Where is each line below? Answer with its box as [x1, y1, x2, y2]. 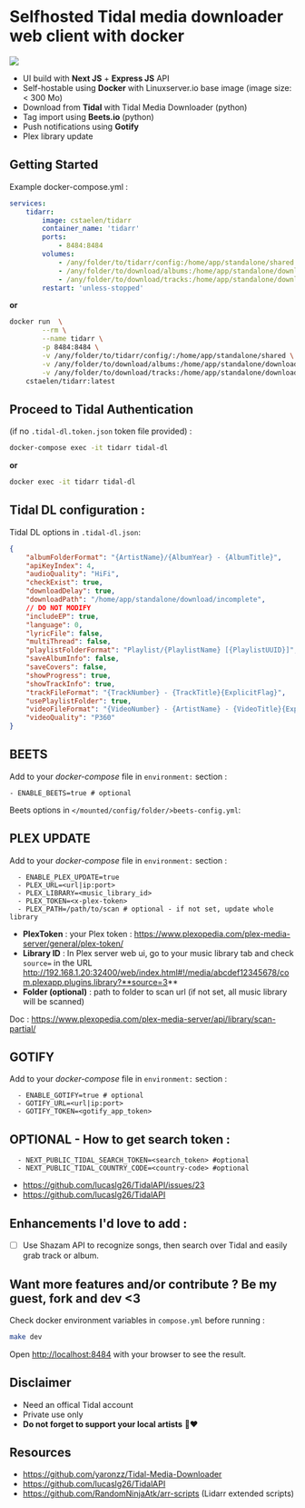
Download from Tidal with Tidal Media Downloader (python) [22, 102, 248, 113]
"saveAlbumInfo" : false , [25, 654, 120, 664]
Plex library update [22, 130, 93, 142]
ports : [42, 233, 67, 242]
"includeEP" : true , [25, 612, 100, 621]
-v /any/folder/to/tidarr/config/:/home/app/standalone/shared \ [42, 351, 295, 360]
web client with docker [9, 25, 184, 46]
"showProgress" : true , [25, 671, 112, 680]
